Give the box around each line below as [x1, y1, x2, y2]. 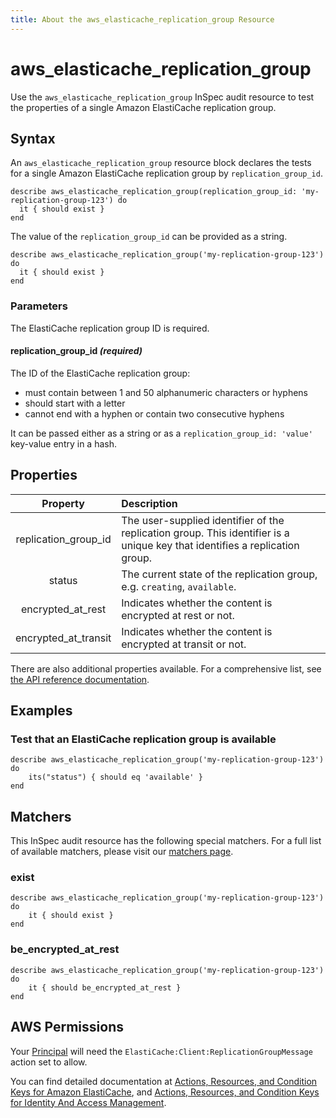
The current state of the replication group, [121, 567, 318, 581]
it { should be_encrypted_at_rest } [28, 982, 182, 993]
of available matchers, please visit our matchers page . [10, 846, 234, 858]
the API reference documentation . [10, 673, 150, 685]
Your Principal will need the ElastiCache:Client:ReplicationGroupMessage [10, 1045, 313, 1057]
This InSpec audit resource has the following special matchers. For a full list [10, 835, 322, 847]
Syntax [10, 130, 56, 147]
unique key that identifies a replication [121, 538, 300, 552]
